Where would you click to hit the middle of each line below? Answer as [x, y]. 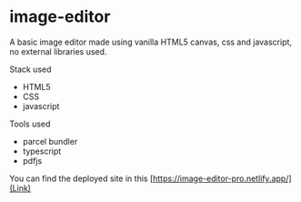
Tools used [30, 124]
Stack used [30, 69]
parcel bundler [50, 141]
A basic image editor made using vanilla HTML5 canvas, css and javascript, [151, 42]
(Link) [20, 187]
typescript [42, 151]
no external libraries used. [58, 51]
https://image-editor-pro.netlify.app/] [223, 178]
